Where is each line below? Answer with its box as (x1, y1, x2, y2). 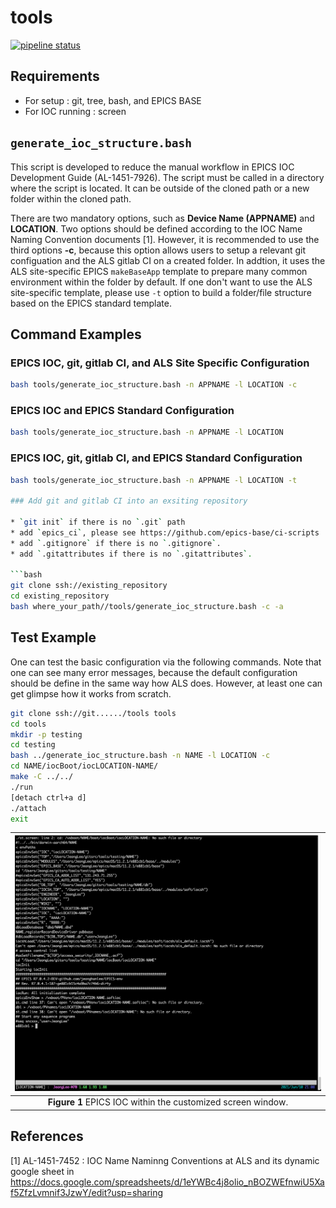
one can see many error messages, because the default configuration (10, 666, 298, 678)
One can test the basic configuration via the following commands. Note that (10, 656, 322, 668)
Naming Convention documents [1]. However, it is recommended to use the (10, 233, 320, 245)
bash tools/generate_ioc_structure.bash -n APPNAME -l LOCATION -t (10, 475, 298, 485)
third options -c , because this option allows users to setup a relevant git (10, 244, 307, 256)
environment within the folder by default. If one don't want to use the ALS (10, 276, 313, 288)
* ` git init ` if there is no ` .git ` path (10, 517, 186, 528)
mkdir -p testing (10, 729, 83, 740)
